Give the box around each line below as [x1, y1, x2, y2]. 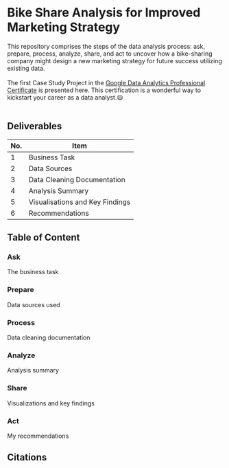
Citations [7, 452, 47, 463]
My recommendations [7, 432, 69, 440]
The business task [7, 268, 59, 276]
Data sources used [7, 300, 60, 309]
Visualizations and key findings [7, 399, 95, 407]
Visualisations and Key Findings [28, 197, 131, 207]
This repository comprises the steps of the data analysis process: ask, [7, 42, 206, 50]
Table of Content [7, 232, 80, 243]
